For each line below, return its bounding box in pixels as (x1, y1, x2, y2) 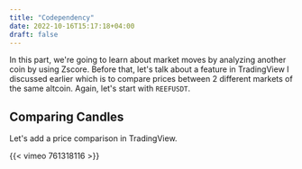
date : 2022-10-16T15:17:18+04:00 (9, 22, 135, 31)
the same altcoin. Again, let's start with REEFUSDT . (9, 83, 191, 94)
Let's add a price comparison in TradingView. (9, 133, 178, 144)
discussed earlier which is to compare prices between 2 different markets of (9, 74, 293, 84)
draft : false (9, 30, 59, 39)
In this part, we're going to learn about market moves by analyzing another (9, 55, 287, 66)
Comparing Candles (9, 109, 124, 124)
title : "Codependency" (9, 13, 95, 22)
